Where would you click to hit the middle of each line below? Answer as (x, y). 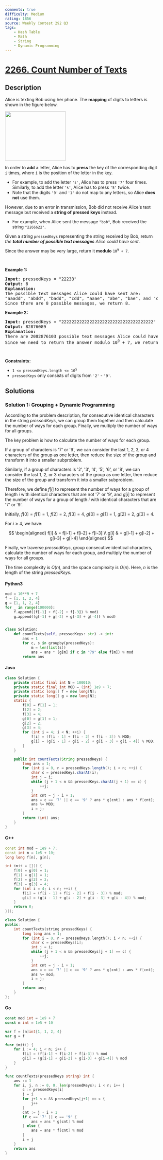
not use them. (26, 197)
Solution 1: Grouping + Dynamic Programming (60, 405)
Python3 (14, 584)
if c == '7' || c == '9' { (50, 1117)
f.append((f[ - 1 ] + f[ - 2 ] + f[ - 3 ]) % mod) (56, 612)
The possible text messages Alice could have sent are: (73, 293)
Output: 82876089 (25, 327)
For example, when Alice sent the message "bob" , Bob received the (79, 221)
